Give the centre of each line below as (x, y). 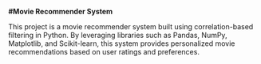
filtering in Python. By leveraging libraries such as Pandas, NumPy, (118, 35)
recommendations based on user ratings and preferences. (104, 52)
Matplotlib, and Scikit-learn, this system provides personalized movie (122, 43)
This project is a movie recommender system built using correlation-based (131, 26)
